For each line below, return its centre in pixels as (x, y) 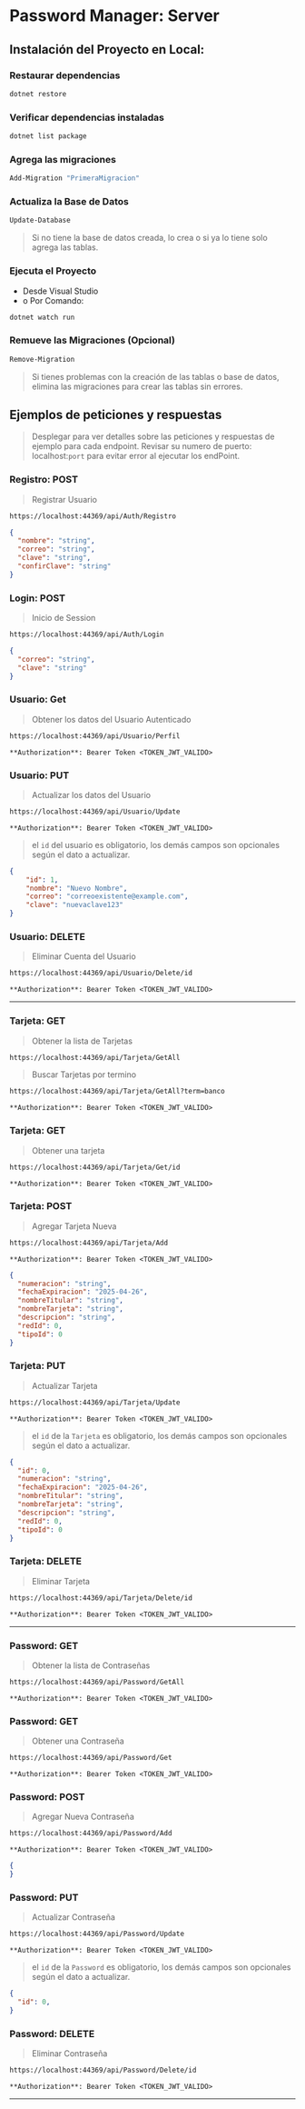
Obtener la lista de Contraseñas (91, 1665)
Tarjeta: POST (41, 1206)
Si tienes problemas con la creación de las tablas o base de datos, (155, 376)
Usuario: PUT (39, 775)
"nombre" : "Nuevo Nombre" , (77, 888)
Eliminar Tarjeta (61, 1581)
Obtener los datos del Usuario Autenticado (111, 719)
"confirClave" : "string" (64, 566)
